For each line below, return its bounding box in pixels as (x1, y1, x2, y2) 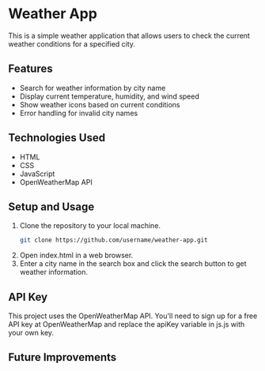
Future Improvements (8, 350, 117, 364)
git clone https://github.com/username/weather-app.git (19, 236, 208, 245)
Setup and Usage (8, 200, 95, 213)
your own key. (8, 328, 54, 338)
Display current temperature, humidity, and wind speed (19, 92, 200, 101)
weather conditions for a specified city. (8, 39, 136, 48)
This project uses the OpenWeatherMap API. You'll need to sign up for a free (8, 311, 258, 320)
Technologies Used (8, 131, 105, 144)
